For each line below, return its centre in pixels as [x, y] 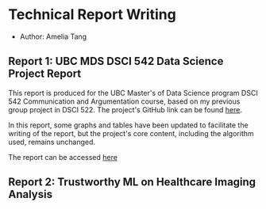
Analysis [31, 194]
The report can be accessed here [63, 157]
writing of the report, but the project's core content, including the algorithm [131, 133]
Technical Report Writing [92, 15]
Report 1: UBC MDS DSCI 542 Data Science [116, 61]
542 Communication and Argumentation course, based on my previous [124, 101]
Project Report [45, 74]
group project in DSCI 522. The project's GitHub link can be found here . [125, 109]
